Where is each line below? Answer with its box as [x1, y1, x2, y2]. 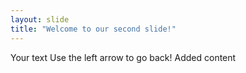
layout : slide [10, 14, 70, 25]
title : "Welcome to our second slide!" [10, 24, 177, 34]
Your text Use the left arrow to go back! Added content [10, 51, 237, 63]
